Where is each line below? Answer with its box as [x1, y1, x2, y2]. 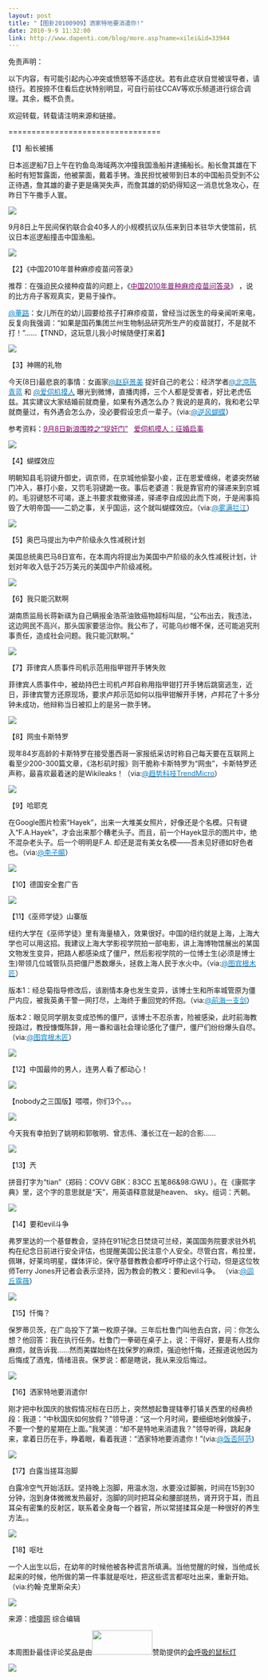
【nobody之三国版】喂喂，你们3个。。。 [8, 1097, 136, 1106]
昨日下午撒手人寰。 [8, 190, 72, 200]
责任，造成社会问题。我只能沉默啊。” [14, 631, 134, 640]
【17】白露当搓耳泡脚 [8, 1466, 78, 1475]
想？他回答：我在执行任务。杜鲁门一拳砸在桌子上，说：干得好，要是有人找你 [8, 1336, 260, 1345]
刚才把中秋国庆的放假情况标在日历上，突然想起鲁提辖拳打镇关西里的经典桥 [8, 1404, 253, 1414]
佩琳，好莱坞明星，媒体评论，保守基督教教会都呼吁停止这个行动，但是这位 [8, 1256, 253, 1266]
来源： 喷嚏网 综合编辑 [8, 1614, 81, 1623]
